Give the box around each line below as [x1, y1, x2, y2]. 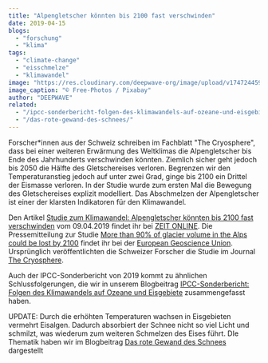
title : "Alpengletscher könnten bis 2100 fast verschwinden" [8, 11, 216, 20]
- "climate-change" [15, 57, 81, 65]
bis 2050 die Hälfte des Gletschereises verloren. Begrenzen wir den [8, 163, 231, 173]
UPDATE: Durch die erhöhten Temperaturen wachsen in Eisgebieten [8, 311, 231, 321]
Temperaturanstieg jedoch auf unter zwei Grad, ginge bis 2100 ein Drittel [8, 171, 247, 181]
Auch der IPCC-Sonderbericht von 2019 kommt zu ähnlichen [8, 270, 207, 280]
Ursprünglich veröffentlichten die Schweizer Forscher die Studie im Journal [8, 246, 256, 256]
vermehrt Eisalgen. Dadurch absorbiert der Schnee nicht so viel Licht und [8, 320, 250, 329]
